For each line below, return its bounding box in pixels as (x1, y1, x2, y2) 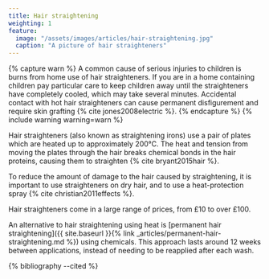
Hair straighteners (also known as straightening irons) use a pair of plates (8, 130, 251, 141)
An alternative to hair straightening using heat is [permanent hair (8, 220, 222, 230)
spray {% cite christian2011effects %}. (8, 189, 135, 199)
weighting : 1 (8, 19, 52, 27)
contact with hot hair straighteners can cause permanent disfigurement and (8, 98, 259, 108)
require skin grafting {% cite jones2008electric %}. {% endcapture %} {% (8, 106, 253, 117)
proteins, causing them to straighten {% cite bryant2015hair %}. (8, 156, 219, 166)
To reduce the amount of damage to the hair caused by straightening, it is (8, 172, 251, 182)
